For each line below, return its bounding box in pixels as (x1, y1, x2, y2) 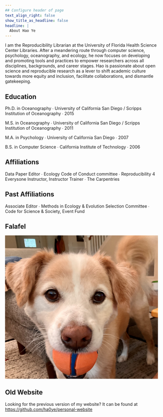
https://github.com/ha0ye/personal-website (5, 406, 93, 412)
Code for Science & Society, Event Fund (5, 208, 85, 214)
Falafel (5, 222, 26, 230)
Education (5, 92, 37, 101)
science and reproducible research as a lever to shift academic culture (5, 68, 146, 74)
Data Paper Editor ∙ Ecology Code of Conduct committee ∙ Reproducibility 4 (5, 171, 155, 177)
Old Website (5, 388, 43, 397)
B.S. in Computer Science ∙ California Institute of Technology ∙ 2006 (5, 144, 141, 150)
